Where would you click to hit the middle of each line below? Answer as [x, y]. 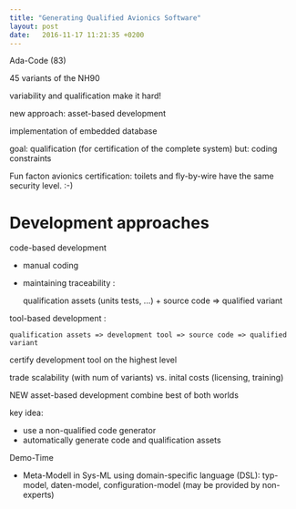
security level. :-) [41, 186]
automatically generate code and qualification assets [122, 440]
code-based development [58, 248]
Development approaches [109, 223]
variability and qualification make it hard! [86, 96]
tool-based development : [58, 319]
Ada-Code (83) [38, 61]
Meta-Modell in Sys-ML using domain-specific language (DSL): [142, 475]
